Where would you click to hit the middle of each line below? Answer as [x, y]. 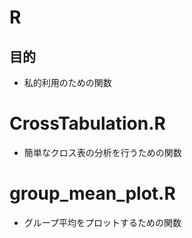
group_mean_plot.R [92, 193]
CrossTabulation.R [87, 123]
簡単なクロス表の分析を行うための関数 [102, 152]
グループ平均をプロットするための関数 [102, 222]
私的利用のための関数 [67, 82]
